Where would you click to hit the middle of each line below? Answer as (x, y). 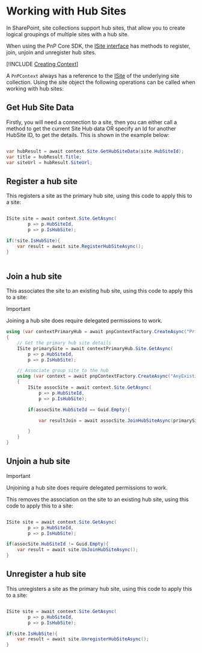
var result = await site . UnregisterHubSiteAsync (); (83, 639)
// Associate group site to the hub (63, 371)
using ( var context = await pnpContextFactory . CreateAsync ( (94, 376)
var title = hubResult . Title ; (44, 157)
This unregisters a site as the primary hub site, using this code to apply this (99, 588)
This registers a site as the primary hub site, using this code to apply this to (99, 196)
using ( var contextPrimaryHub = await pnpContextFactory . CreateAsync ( (96, 332)
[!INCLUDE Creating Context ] (42, 64)
